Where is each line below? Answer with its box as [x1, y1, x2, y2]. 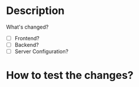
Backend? [14, 41, 39, 48]
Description [6, 4, 65, 18]
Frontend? [14, 34, 39, 41]
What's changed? [6, 23, 49, 30]
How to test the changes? [6, 69, 134, 82]
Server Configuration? [14, 48, 69, 55]
